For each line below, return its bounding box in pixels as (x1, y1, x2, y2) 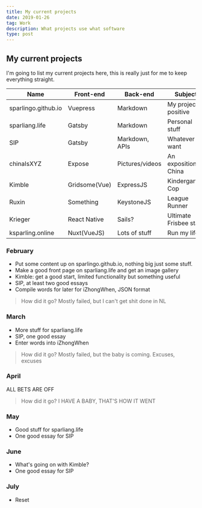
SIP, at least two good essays (14, 280, 88, 287)
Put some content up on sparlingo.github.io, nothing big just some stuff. (14, 260, 193, 268)
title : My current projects (6, 8, 77, 15)
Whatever (167, 135, 195, 143)
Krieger (9, 215, 31, 223)
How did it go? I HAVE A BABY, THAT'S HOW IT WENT (20, 397, 156, 405)
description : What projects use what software (6, 25, 125, 32)
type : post (6, 31, 34, 37)
